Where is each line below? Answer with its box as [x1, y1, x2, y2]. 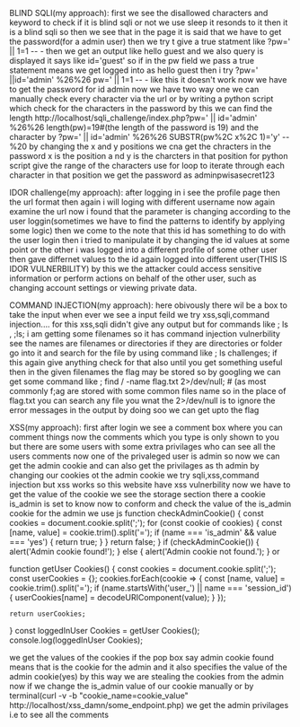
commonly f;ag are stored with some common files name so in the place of [9, 386, 287, 396]
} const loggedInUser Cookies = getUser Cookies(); [9, 626, 200, 635]
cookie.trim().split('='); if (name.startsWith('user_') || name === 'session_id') [9, 582, 292, 593]
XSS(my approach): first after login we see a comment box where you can [9, 422, 283, 433]
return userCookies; [9, 609, 87, 618]
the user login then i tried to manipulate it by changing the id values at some [9, 235, 290, 245]
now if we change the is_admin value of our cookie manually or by [9, 681, 254, 691]
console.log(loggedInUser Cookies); [9, 635, 144, 645]
